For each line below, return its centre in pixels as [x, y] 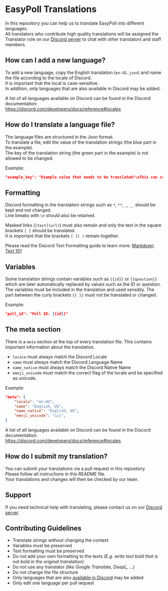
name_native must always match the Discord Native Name [71, 367]
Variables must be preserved [42, 546]
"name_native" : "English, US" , [47, 411]
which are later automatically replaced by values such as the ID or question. [83, 284]
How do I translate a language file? [60, 125]
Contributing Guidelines [43, 528]
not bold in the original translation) [48, 562]
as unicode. [24, 378]
